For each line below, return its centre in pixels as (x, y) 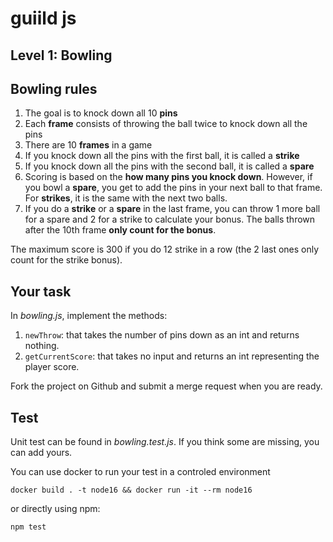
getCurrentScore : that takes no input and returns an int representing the (172, 356)
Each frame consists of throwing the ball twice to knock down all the (166, 124)
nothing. (42, 346)
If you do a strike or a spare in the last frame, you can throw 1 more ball (172, 209)
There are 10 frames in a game (88, 145)
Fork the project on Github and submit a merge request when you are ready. (166, 386)
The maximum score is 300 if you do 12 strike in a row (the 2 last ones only (165, 249)
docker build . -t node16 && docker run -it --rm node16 (131, 490)
